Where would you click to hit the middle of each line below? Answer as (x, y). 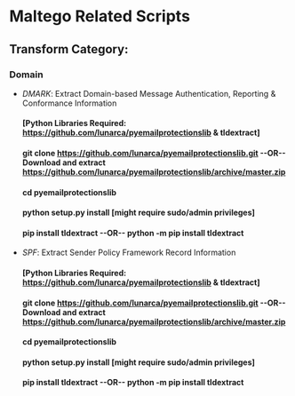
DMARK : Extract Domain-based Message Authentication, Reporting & (149, 93)
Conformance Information (69, 103)
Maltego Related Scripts (100, 16)
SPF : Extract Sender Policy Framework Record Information (129, 253)
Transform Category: (69, 49)
